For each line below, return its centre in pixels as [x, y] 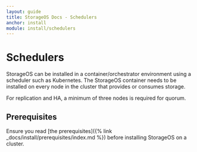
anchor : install [26, 23]
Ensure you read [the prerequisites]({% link [59, 131]
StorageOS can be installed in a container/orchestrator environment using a [99, 74]
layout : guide [24, 12]
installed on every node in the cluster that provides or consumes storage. [96, 87]
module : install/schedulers [41, 28]
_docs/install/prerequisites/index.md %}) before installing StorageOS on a [96, 137]
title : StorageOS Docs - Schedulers [51, 17]
